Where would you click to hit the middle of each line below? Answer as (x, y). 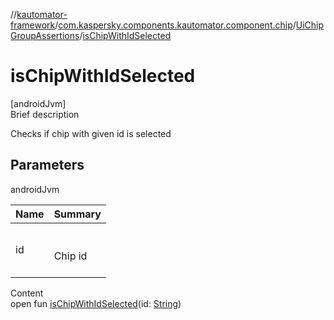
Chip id (70, 256)
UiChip (310, 25)
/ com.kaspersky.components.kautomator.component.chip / (175, 25)
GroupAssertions (45, 35)
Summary (77, 214)
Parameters (47, 165)
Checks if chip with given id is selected (91, 133)
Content (27, 293)
